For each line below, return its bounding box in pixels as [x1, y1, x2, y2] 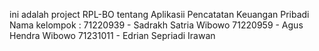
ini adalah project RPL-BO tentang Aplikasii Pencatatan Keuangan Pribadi [9, 9, 310, 20]
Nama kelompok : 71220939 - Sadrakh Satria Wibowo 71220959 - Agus [9, 19, 304, 31]
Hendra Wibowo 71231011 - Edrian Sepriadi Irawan [9, 30, 216, 41]
